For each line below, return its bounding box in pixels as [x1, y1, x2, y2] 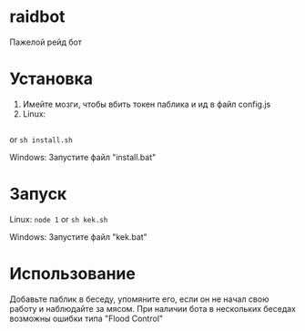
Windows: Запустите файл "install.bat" [9, 151, 157, 162]
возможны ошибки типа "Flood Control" [9, 313, 164, 324]
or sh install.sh [9, 134, 73, 145]
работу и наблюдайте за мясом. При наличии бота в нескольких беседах [9, 303, 297, 314]
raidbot [9, 6, 66, 27]
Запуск [9, 184, 67, 204]
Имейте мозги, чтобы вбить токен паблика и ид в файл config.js [22, 98, 271, 109]
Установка [9, 68, 94, 89]
